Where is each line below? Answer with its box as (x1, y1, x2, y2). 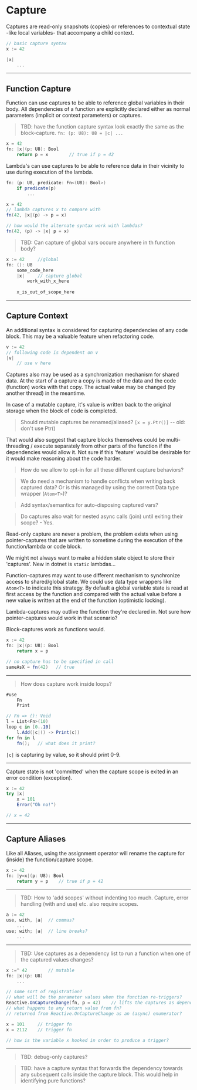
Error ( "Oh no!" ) (16, 802, 57, 808)
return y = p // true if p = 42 (16, 878, 104, 884)
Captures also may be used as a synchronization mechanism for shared (6, 371, 179, 378)
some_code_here (16, 268, 54, 273)
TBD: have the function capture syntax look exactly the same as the (20, 123, 184, 130)
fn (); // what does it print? (16, 740, 96, 746)
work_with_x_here (27, 278, 69, 285)
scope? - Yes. (20, 519, 54, 526)
